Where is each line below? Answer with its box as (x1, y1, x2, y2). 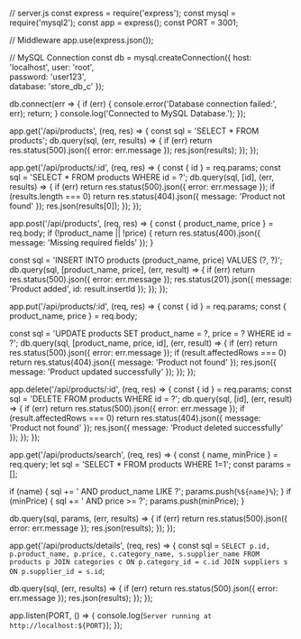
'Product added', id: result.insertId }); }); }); (9, 283, 169, 294)
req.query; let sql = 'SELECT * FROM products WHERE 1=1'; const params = (9, 459, 292, 469)
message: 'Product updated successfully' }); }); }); (9, 366, 196, 377)
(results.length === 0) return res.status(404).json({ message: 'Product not (9, 191, 286, 201)
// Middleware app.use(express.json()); (9, 35, 154, 45)
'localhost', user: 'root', (9, 62, 95, 72)
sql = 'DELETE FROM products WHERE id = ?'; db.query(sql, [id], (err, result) (9, 394, 293, 404)
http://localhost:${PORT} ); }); (9, 620, 123, 630)
